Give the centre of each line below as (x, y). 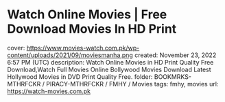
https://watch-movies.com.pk (49, 91)
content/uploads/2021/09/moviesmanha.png (70, 55)
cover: (16, 48)
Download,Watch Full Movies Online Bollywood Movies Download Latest (109, 69)
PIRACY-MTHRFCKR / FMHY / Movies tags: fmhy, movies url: (132, 84)
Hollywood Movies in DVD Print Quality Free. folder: (80, 76)
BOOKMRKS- (173, 76)
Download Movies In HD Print (92, 29)
